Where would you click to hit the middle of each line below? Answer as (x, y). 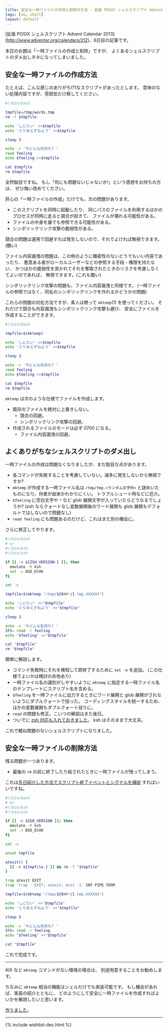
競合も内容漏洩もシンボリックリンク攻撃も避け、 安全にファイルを (91, 308)
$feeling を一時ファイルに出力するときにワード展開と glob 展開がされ (85, 695)
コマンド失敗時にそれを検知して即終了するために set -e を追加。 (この (85, 670)
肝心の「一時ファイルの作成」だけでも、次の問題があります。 (68, 199)
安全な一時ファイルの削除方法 (51, 748)
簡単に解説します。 (25, 659)
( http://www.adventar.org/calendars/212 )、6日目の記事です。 (68, 40)
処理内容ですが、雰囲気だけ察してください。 (55, 94)
